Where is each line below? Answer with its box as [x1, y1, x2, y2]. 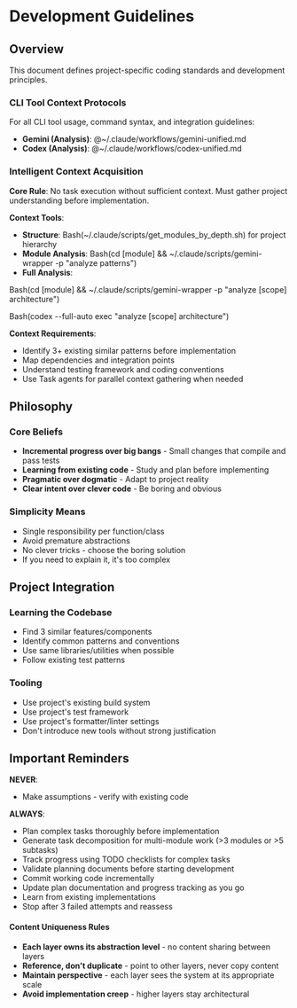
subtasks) [21, 845, 59, 856]
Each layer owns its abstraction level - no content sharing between [21, 942, 270, 952]
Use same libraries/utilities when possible [21, 645, 175, 656]
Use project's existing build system [21, 697, 151, 707]
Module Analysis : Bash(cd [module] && [21, 248, 168, 259]
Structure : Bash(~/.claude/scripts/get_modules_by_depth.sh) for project [21, 229, 286, 240]
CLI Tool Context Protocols [9, 96, 127, 108]
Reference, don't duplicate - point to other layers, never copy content [21, 960, 279, 971]
